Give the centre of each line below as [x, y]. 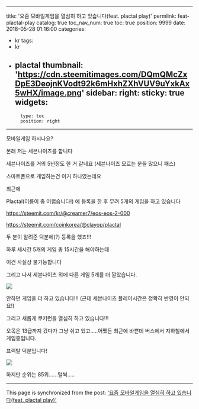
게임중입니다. [21, 338]
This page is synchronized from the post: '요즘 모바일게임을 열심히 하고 [91, 392]
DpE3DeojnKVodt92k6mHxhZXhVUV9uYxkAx [102, 84]
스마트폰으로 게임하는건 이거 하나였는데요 [54, 176]
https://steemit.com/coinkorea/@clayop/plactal [64, 224]
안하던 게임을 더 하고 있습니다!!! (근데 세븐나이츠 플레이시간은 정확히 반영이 [92, 298]
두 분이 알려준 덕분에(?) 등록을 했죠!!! [49, 237]
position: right [40, 121]
